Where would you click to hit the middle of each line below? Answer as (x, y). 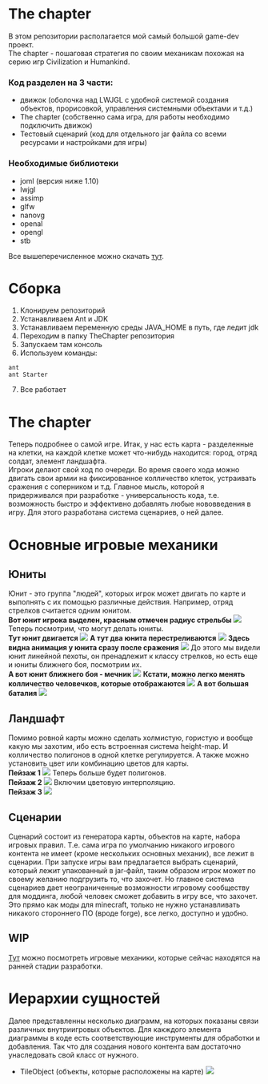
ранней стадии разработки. (56, 966)
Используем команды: (58, 353)
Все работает (43, 390)
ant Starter (28, 375)
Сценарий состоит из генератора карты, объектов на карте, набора (124, 837)
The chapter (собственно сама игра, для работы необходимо (125, 117)
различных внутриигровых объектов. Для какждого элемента (115, 1029)
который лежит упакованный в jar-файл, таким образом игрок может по (132, 871)
